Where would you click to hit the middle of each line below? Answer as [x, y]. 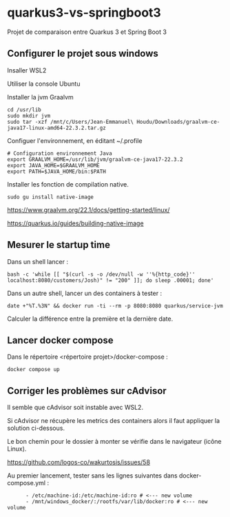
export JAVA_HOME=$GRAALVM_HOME [53, 165]
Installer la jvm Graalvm [40, 97]
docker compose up [33, 370]
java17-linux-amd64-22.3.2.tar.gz [57, 128]
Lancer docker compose [60, 340]
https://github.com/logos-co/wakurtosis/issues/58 [79, 462]
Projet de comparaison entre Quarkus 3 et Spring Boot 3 [87, 32]
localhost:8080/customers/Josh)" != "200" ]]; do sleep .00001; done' [111, 280]
